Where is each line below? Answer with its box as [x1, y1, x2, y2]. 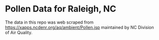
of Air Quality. [5, 29, 33, 35]
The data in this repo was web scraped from [5, 19, 94, 25]
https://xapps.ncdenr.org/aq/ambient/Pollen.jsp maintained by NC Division [5, 24, 154, 30]
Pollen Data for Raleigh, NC [5, 3, 117, 14]
